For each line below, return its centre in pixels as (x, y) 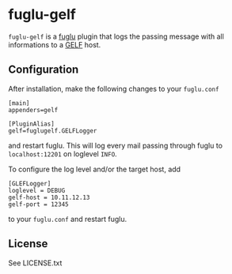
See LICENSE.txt (35, 263)
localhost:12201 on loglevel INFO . (63, 154)
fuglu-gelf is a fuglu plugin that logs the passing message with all (116, 36)
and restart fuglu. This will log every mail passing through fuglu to (116, 145)
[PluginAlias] (32, 124)
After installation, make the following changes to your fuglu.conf (114, 88)
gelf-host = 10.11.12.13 (49, 197)
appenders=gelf (33, 110)
